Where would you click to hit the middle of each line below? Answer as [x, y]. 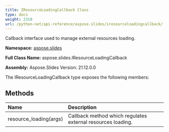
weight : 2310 [19, 19]
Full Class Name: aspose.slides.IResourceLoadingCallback [66, 58]
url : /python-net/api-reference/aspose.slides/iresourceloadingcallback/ [84, 24]
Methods [20, 93]
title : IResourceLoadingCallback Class [47, 10]
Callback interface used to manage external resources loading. [70, 38]
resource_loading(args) [35, 119]
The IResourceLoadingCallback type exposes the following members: [77, 77]
